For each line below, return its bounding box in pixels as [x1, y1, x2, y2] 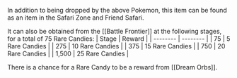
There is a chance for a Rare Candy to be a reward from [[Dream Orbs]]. [7, 63, 218, 71]
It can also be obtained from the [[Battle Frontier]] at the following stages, [7, 27, 222, 35]
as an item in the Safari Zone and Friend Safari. [7, 13, 144, 22]
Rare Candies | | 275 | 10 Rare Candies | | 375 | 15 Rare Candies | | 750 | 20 [7, 42, 226, 50]
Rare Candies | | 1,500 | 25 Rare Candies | [7, 49, 129, 58]
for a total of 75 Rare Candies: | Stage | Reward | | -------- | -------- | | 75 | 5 [7, 34, 231, 43]
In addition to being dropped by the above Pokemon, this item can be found [7, 6, 228, 14]
